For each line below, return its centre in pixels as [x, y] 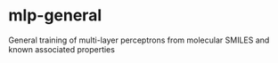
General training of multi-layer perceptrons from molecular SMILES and [139, 40]
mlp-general [55, 16]
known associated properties [61, 49]
